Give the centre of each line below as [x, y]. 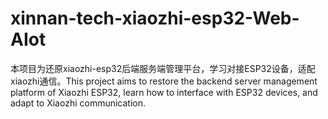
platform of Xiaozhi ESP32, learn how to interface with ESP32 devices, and [164, 92]
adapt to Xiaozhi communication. [78, 103]
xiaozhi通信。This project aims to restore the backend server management [164, 81]
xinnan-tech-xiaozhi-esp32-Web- [155, 18]
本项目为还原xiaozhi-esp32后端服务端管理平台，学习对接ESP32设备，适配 [163, 68]
